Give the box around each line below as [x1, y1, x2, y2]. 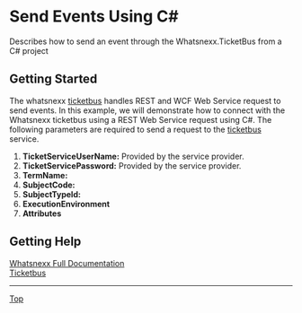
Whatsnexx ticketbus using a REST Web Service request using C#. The [9, 114, 272, 125]
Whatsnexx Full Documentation [9, 257, 125, 268]
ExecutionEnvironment [22, 198, 111, 209]
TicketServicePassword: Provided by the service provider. [22, 160, 242, 171]
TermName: [22, 170, 68, 180]
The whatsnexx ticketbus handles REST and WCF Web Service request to [9, 95, 281, 106]
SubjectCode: [22, 179, 75, 190]
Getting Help [9, 234, 82, 249]
